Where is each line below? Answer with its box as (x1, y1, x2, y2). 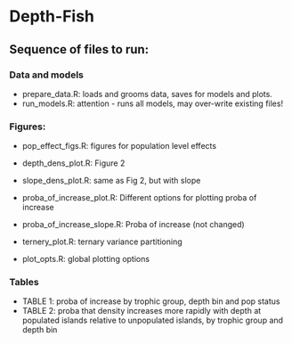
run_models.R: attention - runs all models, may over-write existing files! (21, 98, 283, 109)
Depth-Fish (9, 6, 95, 27)
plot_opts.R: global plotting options (21, 254, 150, 265)
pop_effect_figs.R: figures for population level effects (21, 141, 216, 152)
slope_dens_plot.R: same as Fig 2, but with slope (21, 176, 201, 186)
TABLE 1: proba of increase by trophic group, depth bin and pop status (21, 296, 280, 307)
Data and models (9, 69, 85, 81)
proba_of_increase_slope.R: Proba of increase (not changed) (21, 219, 245, 230)
